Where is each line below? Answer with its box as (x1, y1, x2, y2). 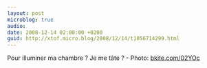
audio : (7, 22, 26, 29)
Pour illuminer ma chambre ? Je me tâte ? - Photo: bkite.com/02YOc (7, 54, 201, 62)
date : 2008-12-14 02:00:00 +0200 (7, 29, 103, 36)
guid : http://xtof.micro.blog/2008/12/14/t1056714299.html (7, 35, 180, 42)
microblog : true (7, 16, 54, 23)
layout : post (7, 10, 45, 17)
